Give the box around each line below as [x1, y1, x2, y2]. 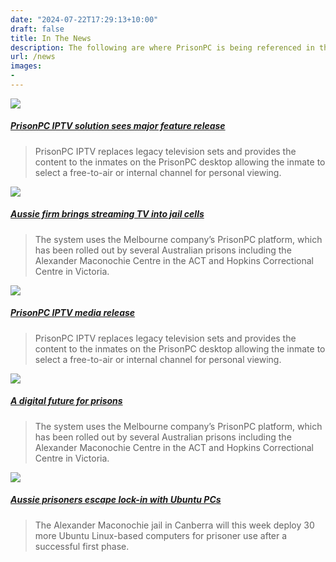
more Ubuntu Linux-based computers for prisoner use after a [34, 529, 288, 541]
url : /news [10, 52, 56, 62]
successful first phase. [34, 540, 130, 552]
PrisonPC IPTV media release [10, 307, 136, 319]
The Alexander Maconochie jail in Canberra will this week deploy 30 [34, 519, 315, 531]
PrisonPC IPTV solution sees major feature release [10, 120, 226, 132]
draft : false [10, 24, 65, 34]
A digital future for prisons [10, 395, 123, 407]
